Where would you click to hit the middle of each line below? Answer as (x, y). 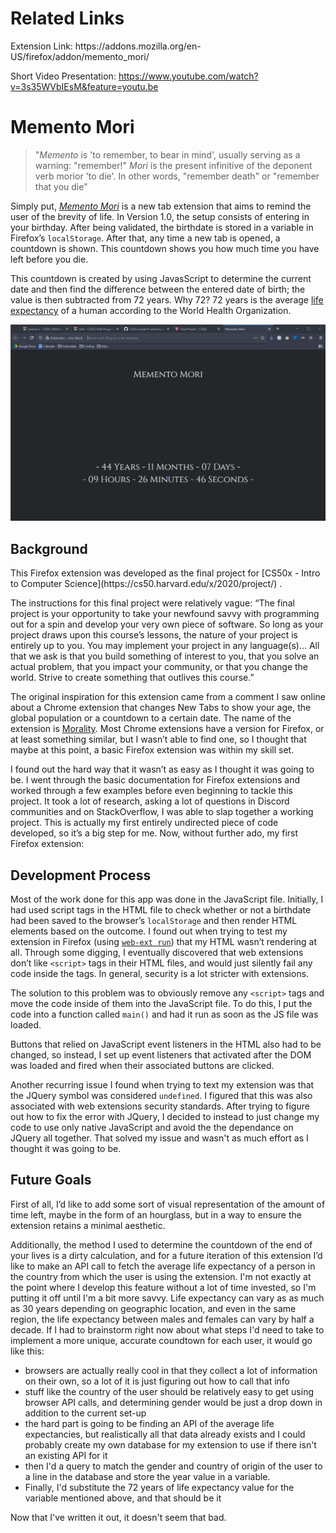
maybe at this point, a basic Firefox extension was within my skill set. (152, 750)
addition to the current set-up (85, 1413)
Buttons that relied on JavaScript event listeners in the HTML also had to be (166, 1044)
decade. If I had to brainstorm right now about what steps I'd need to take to (167, 1329)
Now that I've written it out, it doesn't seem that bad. (118, 1517)
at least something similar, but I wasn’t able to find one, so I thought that (158, 739)
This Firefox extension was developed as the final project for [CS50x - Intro (165, 573)
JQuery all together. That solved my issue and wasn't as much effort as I (159, 1138)
